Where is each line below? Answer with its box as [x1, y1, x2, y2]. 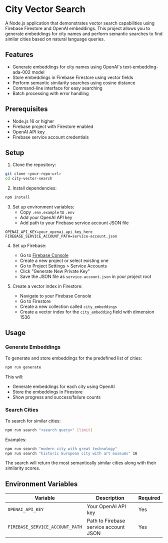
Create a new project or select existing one [19, 257, 109, 263]
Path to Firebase [86, 517, 125, 524]
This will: [5, 373, 23, 379]
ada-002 [12, 69, 31, 75]
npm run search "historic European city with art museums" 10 [5, 451, 137, 456]
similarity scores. [5, 465, 40, 471]
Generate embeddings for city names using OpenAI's [12, 63, 122, 69]
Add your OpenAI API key [19, 214, 72, 220]
